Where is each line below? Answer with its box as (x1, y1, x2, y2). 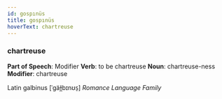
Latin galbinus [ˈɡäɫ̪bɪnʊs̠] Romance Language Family (7, 83, 162, 91)
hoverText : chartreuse (7, 23, 74, 30)
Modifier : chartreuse (7, 69, 68, 77)
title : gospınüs (7, 17, 55, 24)
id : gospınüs (7, 10, 46, 17)
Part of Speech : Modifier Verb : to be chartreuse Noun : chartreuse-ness (7, 62, 216, 70)
